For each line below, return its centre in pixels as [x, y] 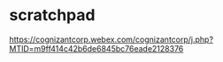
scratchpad [52, 15]
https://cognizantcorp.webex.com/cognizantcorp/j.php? [111, 39]
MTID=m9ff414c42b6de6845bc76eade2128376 [96, 48]
